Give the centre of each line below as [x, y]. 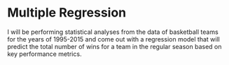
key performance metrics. [44, 54]
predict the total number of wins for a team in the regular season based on [114, 46]
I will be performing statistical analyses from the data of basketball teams [113, 32]
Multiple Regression [67, 13]
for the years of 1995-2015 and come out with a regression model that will [114, 39]
